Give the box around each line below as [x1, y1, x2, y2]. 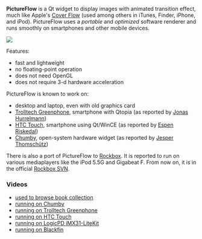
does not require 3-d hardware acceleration [14, 79, 124, 85]
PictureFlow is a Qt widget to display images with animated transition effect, [6, 5, 196, 12]
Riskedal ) [14, 128, 39, 135]
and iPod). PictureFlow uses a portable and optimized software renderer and [6, 18, 197, 25]
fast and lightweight [14, 59, 65, 66]
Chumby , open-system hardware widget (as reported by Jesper [14, 134, 174, 141]
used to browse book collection [14, 194, 93, 201]
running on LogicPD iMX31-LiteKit [14, 220, 99, 227]
